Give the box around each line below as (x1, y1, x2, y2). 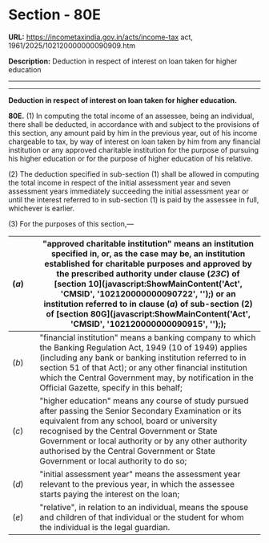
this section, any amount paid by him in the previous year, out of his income (8, 128, 258, 137)
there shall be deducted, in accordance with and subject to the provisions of (8, 119, 260, 129)
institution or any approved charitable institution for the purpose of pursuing (8, 145, 259, 154)
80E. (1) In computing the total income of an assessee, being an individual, (8, 111, 255, 120)
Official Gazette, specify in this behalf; (39, 382, 183, 393)
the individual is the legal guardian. (39, 521, 171, 533)
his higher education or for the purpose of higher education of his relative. (8, 153, 253, 163)
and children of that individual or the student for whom (39, 512, 244, 523)
